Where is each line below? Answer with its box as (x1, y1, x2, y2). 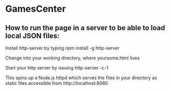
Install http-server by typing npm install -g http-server (5, 45, 120, 51)
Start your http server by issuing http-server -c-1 (5, 65, 109, 71)
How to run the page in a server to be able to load (5, 24, 165, 32)
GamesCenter (5, 3, 66, 15)
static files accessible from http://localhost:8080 (5, 80, 108, 86)
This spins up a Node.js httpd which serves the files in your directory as (5, 75, 158, 81)
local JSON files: (5, 31, 60, 40)
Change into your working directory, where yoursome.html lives (5, 55, 140, 61)
